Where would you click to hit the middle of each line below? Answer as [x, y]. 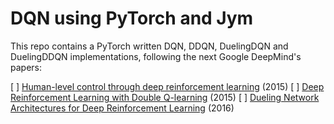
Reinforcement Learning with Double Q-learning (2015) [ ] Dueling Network [165, 97]
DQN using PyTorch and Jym [132, 18]
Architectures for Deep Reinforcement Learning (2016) [122, 108]
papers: [26, 67]
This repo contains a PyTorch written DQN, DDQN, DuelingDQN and [149, 46]
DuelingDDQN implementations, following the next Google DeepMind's [156, 56]
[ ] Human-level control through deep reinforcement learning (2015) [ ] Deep [167, 86]
